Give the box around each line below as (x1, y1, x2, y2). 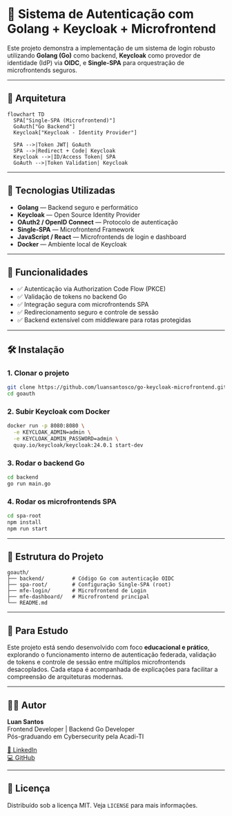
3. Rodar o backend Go (7, 458, 85, 468)
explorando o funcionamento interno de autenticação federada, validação (7, 650, 217, 659)
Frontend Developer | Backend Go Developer (7, 725, 135, 734)
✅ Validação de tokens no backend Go (17, 292, 127, 301)
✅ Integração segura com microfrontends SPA (17, 301, 149, 309)
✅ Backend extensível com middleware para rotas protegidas (17, 316, 191, 324)
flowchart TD (7, 111, 45, 118)
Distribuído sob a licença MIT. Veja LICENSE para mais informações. (7, 801, 198, 809)
